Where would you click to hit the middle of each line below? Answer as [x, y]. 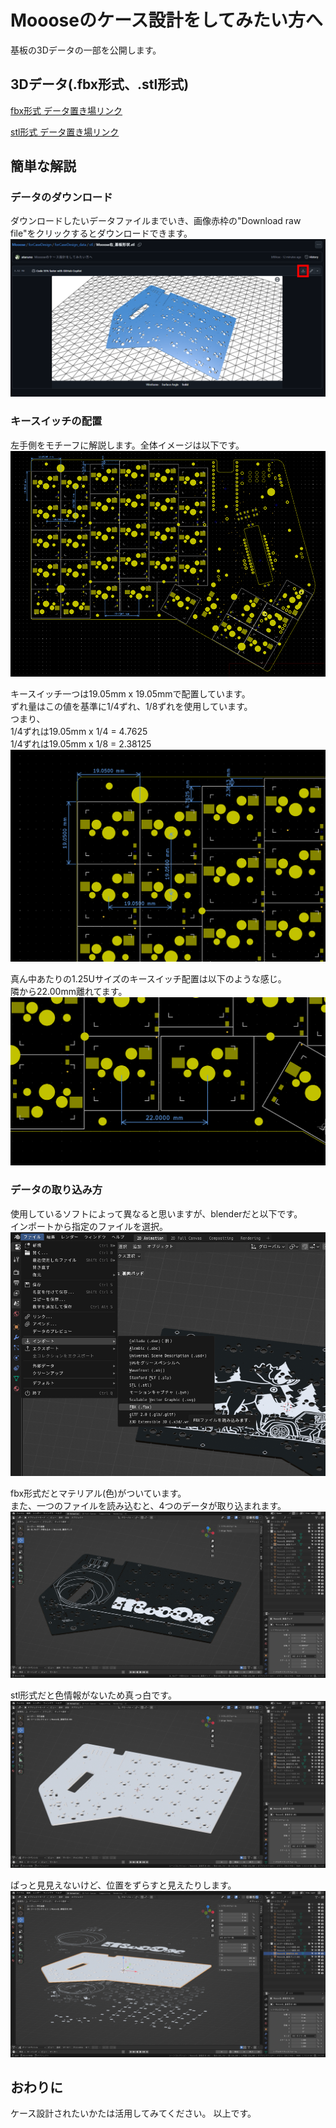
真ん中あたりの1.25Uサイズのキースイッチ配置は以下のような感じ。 [148, 979]
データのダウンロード [61, 198]
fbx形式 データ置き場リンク [66, 110]
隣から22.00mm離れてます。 [69, 992]
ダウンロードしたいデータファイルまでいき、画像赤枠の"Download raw [156, 221]
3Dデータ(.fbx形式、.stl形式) [100, 84]
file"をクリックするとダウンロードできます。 [101, 233]
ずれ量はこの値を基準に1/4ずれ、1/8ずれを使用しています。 [131, 707]
